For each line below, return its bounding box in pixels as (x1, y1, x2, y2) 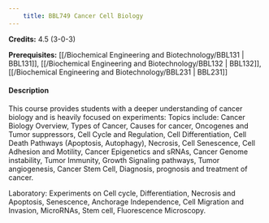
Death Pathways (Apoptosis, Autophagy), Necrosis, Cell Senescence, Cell (8, 138, 256, 148)
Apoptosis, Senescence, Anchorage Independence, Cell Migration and (8, 196, 245, 207)
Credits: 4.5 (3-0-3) (8, 34, 76, 44)
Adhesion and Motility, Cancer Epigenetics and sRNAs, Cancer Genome (8, 147, 249, 157)
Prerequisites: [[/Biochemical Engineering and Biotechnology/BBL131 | (8, 49, 245, 59)
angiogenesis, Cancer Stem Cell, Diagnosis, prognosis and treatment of (8, 164, 248, 174)
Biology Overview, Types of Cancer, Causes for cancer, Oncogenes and (8, 121, 249, 131)
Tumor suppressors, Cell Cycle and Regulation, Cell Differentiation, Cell (8, 129, 246, 139)
